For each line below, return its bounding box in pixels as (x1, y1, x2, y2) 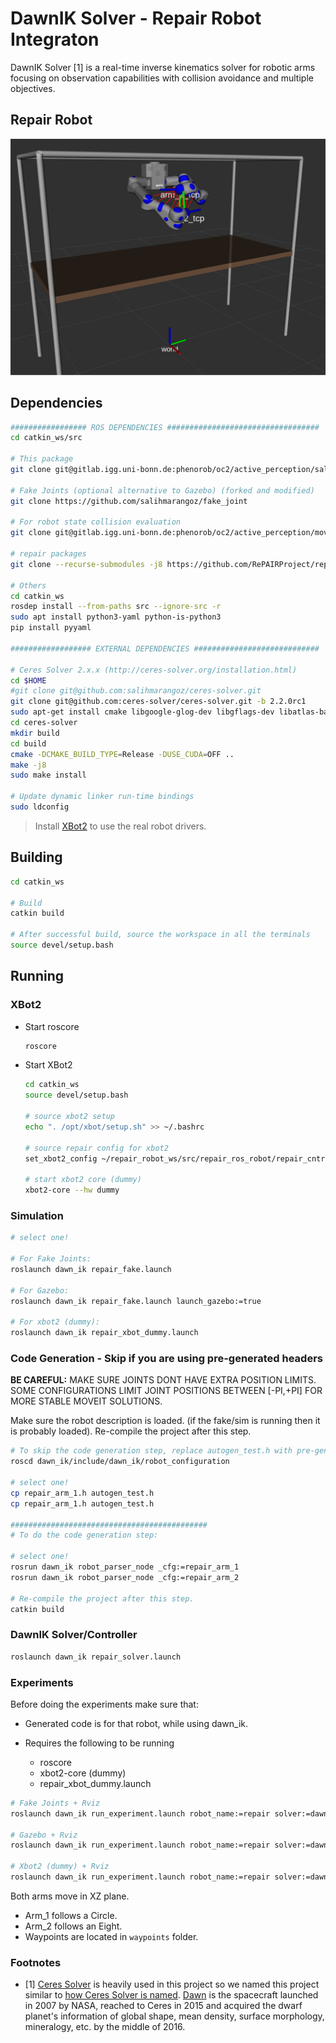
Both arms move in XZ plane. (10, 1890, 130, 1902)
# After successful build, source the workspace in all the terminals (10, 930, 311, 940)
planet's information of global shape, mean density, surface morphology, (24, 2010, 325, 2022)
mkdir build (10, 728, 60, 738)
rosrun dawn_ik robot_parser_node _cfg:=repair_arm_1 (10, 1562, 240, 1572)
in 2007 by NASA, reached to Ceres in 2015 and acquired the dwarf (24, 2000, 303, 2012)
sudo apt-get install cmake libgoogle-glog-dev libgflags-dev (10, 707, 275, 717)
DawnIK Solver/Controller (10, 1628, 138, 1642)
